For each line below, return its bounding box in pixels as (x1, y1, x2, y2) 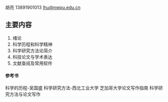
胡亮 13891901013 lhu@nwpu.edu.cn (5, 5, 81, 10)
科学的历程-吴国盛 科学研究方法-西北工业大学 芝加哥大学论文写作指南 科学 (5, 85, 158, 91)
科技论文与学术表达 (12, 54, 53, 60)
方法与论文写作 (9, 91, 41, 97)
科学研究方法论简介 (12, 47, 53, 54)
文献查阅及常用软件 (12, 60, 53, 66)
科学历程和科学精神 (12, 41, 53, 47)
